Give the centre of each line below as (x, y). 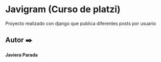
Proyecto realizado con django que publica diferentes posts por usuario (81, 23)
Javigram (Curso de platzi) (63, 9)
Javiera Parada (22, 55)
